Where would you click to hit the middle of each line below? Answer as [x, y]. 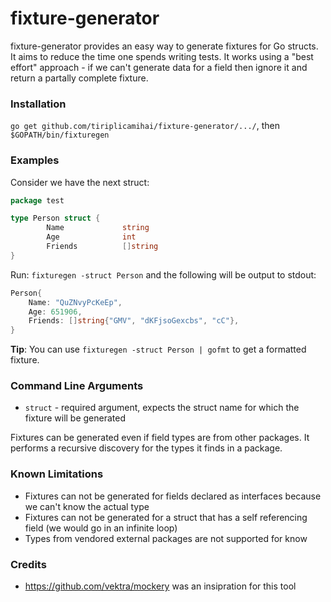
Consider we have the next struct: [80, 182]
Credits [28, 564]
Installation [38, 104]
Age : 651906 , [55, 312]
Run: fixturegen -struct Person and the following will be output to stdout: [163, 274]
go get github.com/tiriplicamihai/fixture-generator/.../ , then [145, 126]
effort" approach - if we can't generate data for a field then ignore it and [159, 67]
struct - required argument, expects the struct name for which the [162, 408]
